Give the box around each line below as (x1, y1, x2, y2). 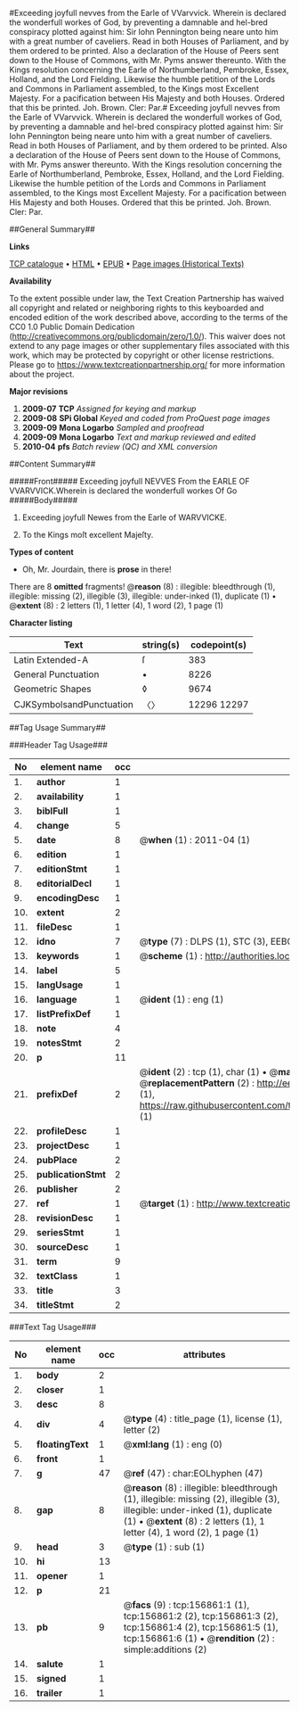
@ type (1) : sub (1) (123, 1541, 206, 1553)
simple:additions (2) (123, 1643, 207, 1656)
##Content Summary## (9, 459, 96, 469)
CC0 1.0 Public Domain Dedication (9, 321, 135, 332)
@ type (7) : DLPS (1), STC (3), (139, 936, 269, 947)
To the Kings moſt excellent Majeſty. (21, 530, 154, 540)
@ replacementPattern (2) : (139, 1077, 255, 1089)
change (36, 820, 69, 831)
